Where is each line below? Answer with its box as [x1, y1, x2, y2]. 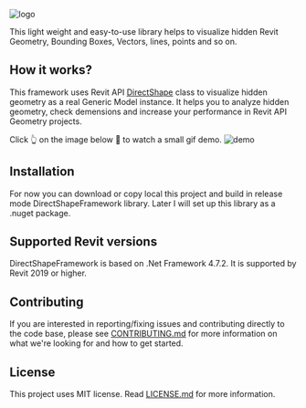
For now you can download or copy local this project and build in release [9, 188, 283, 199]
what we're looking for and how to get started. [9, 338, 185, 349]
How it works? [9, 62, 93, 78]
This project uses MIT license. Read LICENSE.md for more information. [9, 389, 276, 400]
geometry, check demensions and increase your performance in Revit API [9, 106, 288, 117]
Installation [9, 164, 75, 180]
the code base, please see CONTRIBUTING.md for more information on [9, 329, 278, 340]
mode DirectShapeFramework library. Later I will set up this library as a [9, 197, 276, 209]
